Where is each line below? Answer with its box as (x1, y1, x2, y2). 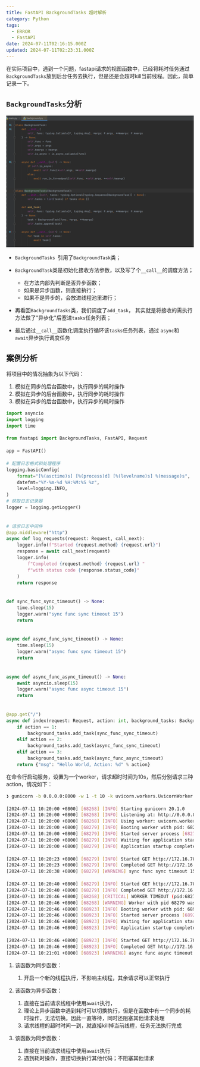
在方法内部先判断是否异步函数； (23, 280, 102, 287)
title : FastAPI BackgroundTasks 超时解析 (6, 10, 107, 15)
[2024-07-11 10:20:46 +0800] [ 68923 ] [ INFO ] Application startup (6, 925, 171, 931)
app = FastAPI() (6, 448, 46, 454)
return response (17, 580, 58, 586)
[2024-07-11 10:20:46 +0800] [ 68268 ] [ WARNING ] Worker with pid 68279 (6, 900, 185, 906)
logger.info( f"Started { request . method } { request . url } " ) (17, 542, 161, 548)
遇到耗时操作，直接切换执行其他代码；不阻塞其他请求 (23, 1055, 155, 1062)
